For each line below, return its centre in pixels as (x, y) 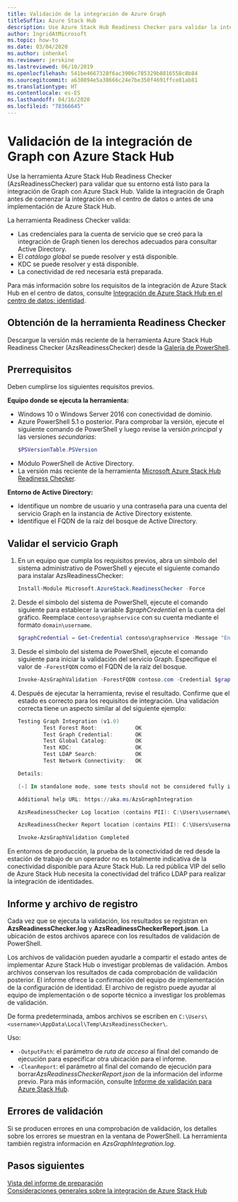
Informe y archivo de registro (73, 903)
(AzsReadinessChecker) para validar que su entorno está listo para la (109, 184)
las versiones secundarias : (57, 437)
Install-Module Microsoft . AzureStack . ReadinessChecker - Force (111, 589)
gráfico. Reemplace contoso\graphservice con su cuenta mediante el (118, 617)
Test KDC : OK (93, 748)
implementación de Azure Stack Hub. (62, 206)
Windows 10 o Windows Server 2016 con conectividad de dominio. (115, 414)
